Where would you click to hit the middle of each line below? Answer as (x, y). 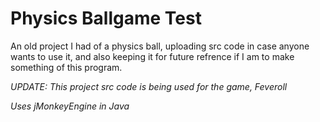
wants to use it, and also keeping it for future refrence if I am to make (152, 56)
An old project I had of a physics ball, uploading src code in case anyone (160, 46)
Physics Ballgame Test (106, 18)
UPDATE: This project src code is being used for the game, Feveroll (149, 86)
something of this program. (66, 67)
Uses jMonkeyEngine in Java (70, 106)
